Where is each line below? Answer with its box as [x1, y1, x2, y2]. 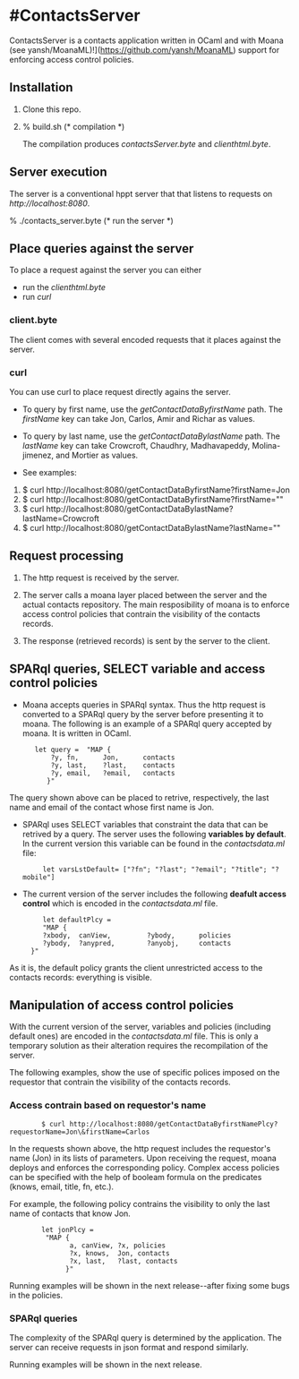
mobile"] [21, 872, 56, 882]
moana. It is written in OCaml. [21, 727, 132, 739]
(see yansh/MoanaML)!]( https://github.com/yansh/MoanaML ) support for [9, 44, 280, 55]
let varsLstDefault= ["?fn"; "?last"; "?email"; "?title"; [42, 865, 268, 874]
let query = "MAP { [34, 745, 112, 754]
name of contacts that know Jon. [9, 1208, 132, 1219]
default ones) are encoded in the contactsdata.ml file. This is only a [9, 1031, 259, 1041]
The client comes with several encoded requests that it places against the [9, 334, 282, 345]
